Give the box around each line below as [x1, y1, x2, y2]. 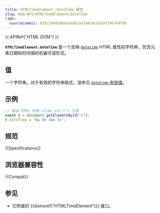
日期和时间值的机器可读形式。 [9, 50, 69, 56]
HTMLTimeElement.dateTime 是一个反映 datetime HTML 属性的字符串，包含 [5, 44, 151, 50]
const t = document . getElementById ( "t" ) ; [5, 113, 90, 118]
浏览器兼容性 [5, 160, 44, 169]
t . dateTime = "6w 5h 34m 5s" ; [5, 117, 66, 122]
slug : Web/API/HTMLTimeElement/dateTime [5, 12, 88, 17]
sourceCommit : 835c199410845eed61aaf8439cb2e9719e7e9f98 [9, 20, 127, 26]
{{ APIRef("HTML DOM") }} [5, 34, 59, 40]
